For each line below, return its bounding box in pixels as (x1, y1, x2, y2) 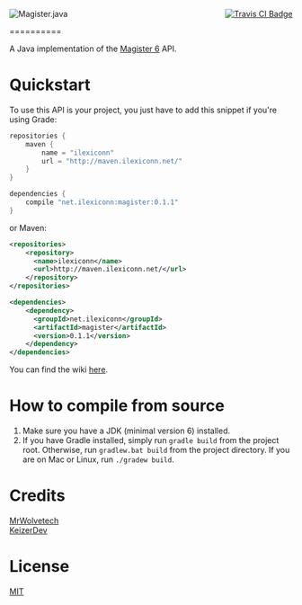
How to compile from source (9, 396, 225, 416)
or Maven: (9, 222, 47, 233)
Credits (9, 485, 66, 506)
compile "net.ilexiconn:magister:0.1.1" (25, 198, 179, 207)
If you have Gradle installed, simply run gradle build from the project (22, 435, 280, 446)
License (9, 556, 70, 577)
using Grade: (9, 113, 58, 125)
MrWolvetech (9, 515, 59, 526)
